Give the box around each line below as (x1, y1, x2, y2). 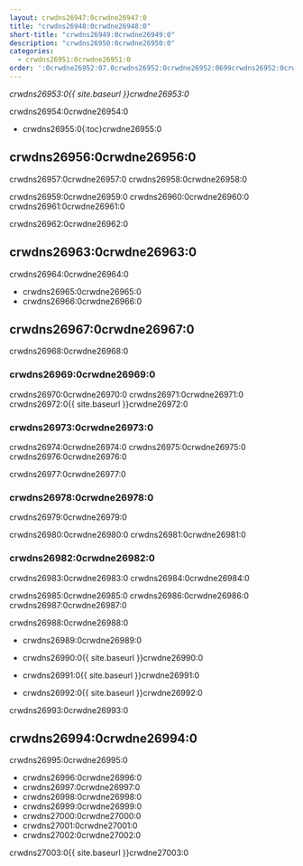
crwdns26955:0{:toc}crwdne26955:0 (22, 123, 162, 134)
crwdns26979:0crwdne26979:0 (9, 512, 128, 522)
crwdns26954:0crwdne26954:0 (9, 106, 129, 117)
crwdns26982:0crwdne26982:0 (9, 552, 156, 565)
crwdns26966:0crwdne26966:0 (22, 296, 142, 306)
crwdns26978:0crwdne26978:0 (9, 491, 154, 504)
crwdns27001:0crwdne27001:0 (22, 820, 138, 832)
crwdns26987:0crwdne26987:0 (9, 599, 128, 610)
